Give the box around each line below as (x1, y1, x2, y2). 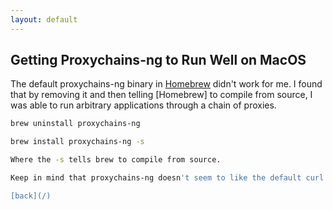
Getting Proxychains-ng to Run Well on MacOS (10, 52, 307, 69)
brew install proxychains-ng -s (10, 137, 145, 147)
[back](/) (10, 191, 52, 201)
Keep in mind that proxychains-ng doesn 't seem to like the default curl (10, 173, 325, 183)
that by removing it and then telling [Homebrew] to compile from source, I (10, 89, 313, 101)
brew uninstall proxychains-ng (10, 119, 141, 129)
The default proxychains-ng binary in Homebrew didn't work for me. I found (10, 78, 323, 90)
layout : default (10, 14, 78, 25)
